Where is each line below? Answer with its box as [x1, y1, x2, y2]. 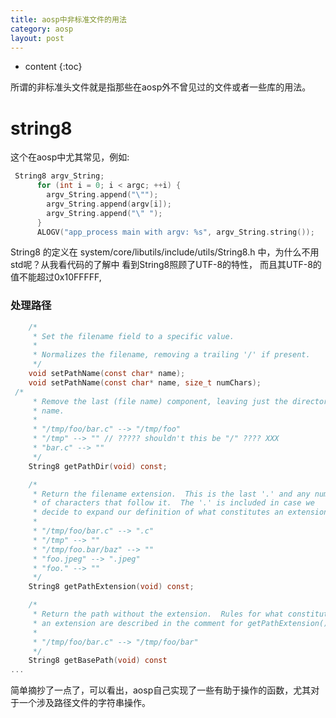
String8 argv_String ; [14, 171, 105, 181]
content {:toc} [24, 61, 83, 73]
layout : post [10, 33, 65, 43]
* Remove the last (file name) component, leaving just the [32, 396, 288, 406]
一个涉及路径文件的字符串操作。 [18, 697, 151, 709]
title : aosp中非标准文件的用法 [10, 14, 127, 25]
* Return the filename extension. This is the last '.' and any [32, 489, 311, 499]
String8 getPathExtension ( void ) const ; [28, 582, 195, 592]
